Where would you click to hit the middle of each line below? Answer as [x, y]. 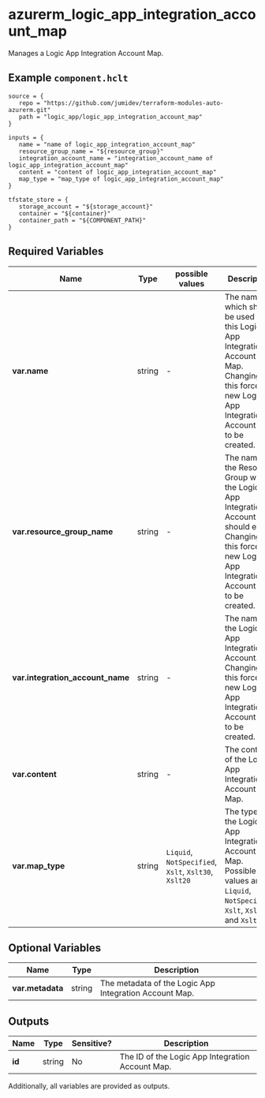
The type [241, 812]
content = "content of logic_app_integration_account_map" [118, 172]
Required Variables [56, 251]
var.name [30, 371]
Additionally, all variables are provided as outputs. [89, 1086]
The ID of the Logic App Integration [185, 1057]
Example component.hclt [68, 78]
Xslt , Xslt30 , [190, 872]
